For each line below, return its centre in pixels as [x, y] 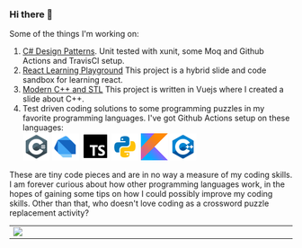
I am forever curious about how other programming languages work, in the [147, 184]
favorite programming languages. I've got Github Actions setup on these [156, 118]
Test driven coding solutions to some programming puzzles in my [143, 109]
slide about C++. [53, 99]
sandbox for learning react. [72, 80]
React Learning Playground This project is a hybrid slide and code [144, 70]
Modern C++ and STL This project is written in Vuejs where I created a [153, 90]
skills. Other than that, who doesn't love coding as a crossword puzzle [139, 204]
